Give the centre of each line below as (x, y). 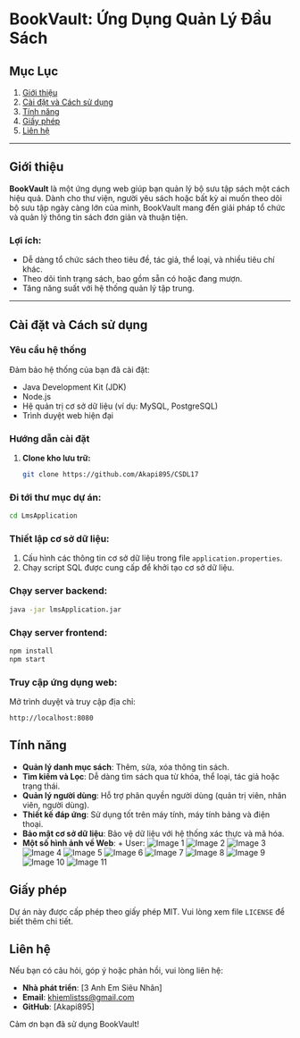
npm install (31, 651)
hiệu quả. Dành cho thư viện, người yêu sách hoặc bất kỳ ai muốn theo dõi (146, 198)
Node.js (37, 396)
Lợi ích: (25, 240)
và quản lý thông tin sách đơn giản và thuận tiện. (99, 217)
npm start (28, 659)
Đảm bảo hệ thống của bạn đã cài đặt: (79, 369)
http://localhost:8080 (51, 718)
